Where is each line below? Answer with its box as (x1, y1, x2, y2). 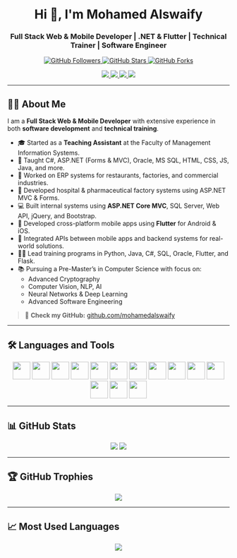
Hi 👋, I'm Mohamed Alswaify (34, 6, 203, 23)
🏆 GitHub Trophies (7, 471, 94, 483)
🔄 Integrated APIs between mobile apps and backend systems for (17, 235, 208, 243)
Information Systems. (17, 148, 80, 158)
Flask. (17, 257, 35, 266)
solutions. (35, 242, 65, 250)
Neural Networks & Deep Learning (28, 290, 128, 299)
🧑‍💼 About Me (7, 98, 66, 110)
